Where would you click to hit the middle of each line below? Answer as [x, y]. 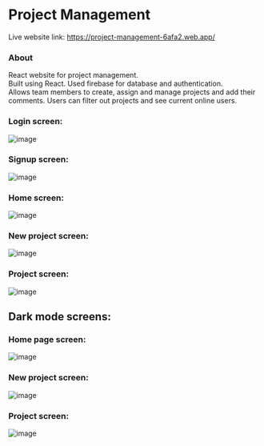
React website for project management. [73, 75]
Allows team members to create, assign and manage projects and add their [132, 92]
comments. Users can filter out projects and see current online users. [123, 101]
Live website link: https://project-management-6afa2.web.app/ [112, 37]
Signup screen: [39, 159]
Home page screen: [47, 340]
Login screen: [36, 122]
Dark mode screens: [60, 317]
